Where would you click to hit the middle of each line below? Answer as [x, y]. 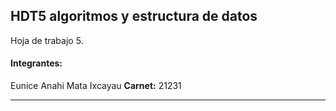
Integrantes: [36, 63]
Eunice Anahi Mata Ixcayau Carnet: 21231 [96, 86]
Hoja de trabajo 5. [47, 40]
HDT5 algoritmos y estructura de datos [134, 16]
